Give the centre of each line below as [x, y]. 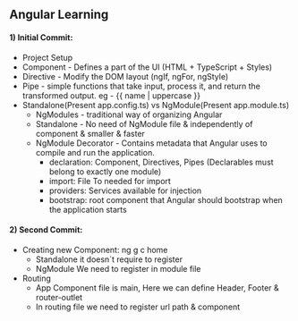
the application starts [88, 209]
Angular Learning [59, 15]
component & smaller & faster [90, 133]
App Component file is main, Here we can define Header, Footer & [157, 287]
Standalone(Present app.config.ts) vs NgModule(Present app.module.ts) [156, 105]
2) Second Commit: [46, 230]
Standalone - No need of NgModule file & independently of [144, 123]
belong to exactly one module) [105, 171]
